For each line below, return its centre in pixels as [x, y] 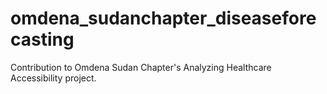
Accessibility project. [53, 78]
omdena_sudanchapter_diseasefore [163, 18]
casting [42, 39]
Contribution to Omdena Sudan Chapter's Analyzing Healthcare [141, 67]
